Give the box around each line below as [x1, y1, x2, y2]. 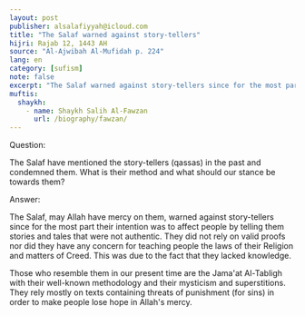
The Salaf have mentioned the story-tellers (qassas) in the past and [9, 157, 261, 168]
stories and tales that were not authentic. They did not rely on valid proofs [9, 231, 286, 242]
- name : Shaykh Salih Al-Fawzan [25, 106, 148, 115]
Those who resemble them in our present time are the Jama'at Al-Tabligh [9, 268, 283, 279]
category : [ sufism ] [9, 64, 84, 74]
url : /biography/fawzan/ [33, 114, 128, 123]
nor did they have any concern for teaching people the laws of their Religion [9, 241, 293, 252]
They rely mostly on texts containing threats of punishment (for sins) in [9, 287, 275, 298]
